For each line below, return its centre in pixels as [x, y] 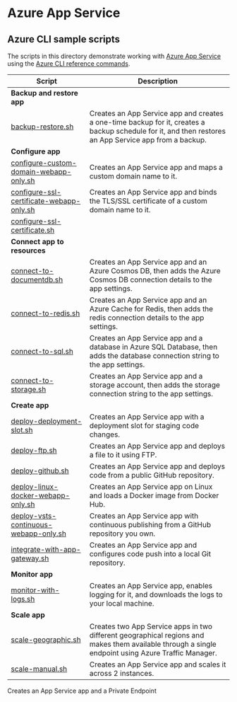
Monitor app [32, 574]
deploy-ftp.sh [34, 450]
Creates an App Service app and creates [157, 113]
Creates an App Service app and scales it [158, 664]
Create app [30, 405]
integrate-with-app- [46, 549]
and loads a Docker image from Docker [154, 495]
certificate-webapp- [46, 201]
